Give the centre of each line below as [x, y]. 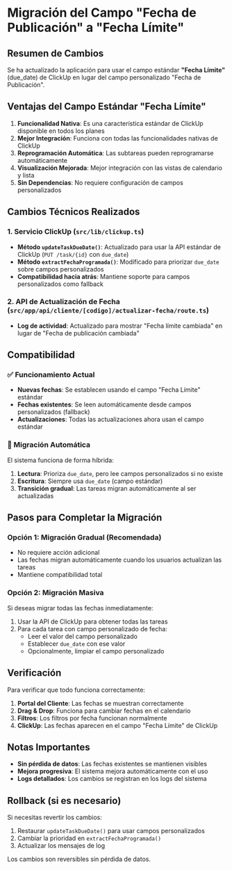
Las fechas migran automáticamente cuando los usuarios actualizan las [119, 560]
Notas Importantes [49, 747]
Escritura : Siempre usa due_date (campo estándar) [90, 481]
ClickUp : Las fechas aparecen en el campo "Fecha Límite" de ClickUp [117, 725]
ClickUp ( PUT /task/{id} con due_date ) [73, 254]
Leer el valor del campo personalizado [82, 636]
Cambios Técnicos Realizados [74, 212]
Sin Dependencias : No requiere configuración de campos [100, 182]
